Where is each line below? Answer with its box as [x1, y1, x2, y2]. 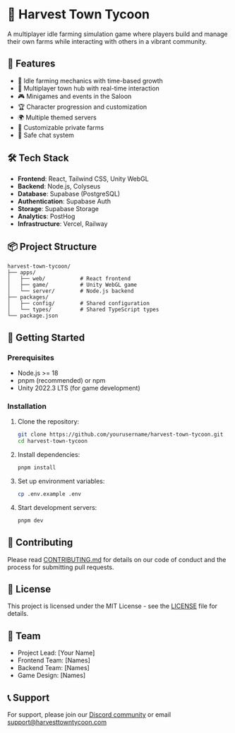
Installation [7, 401, 47, 411]
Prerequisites [7, 352, 54, 362]
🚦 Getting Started [7, 331, 85, 343]
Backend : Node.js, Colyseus [17, 181, 101, 190]
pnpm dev [17, 517, 44, 524]
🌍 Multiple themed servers [17, 113, 97, 121]
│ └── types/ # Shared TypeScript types [7, 306, 159, 314]
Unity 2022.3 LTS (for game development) [17, 384, 141, 393]
